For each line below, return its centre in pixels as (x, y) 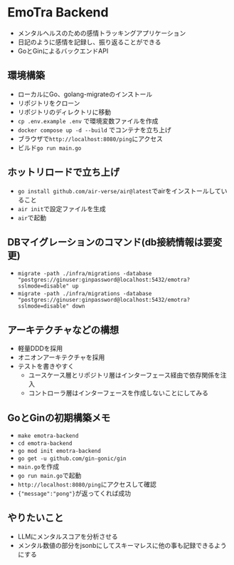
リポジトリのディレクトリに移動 (64, 112)
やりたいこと (36, 518)
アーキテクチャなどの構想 (63, 330)
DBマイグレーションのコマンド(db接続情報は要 (110, 242)
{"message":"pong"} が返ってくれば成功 (74, 493)
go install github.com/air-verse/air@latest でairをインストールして (119, 190)
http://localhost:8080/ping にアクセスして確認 (87, 484)
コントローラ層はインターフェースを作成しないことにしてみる (118, 393)
